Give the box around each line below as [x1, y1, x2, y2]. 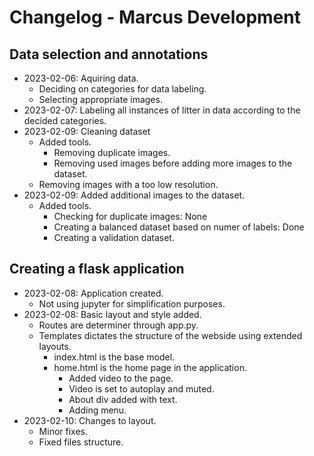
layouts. [38, 340, 72, 352]
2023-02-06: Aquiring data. [23, 72, 139, 84]
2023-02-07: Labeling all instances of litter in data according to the [23, 104, 301, 116]
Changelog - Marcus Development [9, 6, 301, 29]
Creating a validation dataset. [53, 232, 175, 243]
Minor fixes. [38, 425, 88, 437]
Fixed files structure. [38, 436, 124, 448]
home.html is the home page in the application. [53, 361, 247, 373]
